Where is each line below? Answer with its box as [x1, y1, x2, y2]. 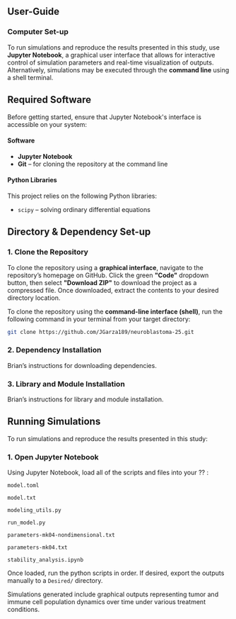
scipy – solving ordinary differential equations [17, 205, 151, 213]
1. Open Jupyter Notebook [7, 452, 99, 462]
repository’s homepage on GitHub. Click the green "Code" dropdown [7, 271, 209, 279]
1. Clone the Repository [7, 247, 88, 257]
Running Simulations [7, 416, 101, 428]
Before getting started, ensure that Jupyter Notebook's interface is [7, 113, 201, 121]
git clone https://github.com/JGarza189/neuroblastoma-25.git [7, 328, 194, 335]
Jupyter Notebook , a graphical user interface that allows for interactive [7, 50, 216, 59]
